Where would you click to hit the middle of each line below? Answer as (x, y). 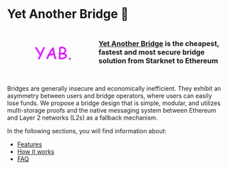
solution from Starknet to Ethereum (158, 60)
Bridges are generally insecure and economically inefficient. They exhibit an (114, 88)
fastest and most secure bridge (152, 52)
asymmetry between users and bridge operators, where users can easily (110, 95)
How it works (36, 151)
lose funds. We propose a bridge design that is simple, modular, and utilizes (114, 103)
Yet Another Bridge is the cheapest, (159, 43)
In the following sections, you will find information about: (87, 131)
